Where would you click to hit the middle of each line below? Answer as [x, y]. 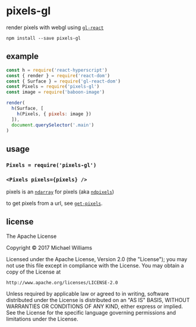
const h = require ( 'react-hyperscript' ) [57, 70]
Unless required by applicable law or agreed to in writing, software [88, 293]
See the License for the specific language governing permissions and [91, 312]
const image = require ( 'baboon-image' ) [56, 92]
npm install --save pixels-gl [44, 38]
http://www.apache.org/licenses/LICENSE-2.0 [62, 282]
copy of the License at [34, 272]
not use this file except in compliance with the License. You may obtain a [95, 265]
